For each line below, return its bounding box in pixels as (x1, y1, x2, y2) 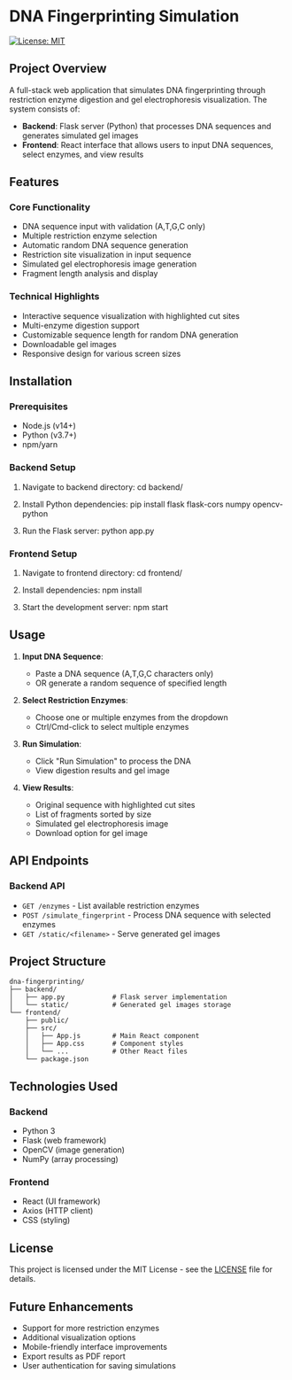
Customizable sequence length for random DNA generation (21, 329, 239, 340)
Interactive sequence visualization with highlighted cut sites (21, 310, 241, 321)
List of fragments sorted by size (35, 809, 152, 819)
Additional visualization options (21, 1331, 136, 1343)
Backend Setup (9, 461, 77, 474)
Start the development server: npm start (21, 602, 169, 613)
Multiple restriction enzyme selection (21, 230, 158, 241)
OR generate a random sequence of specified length (35, 678, 227, 688)
